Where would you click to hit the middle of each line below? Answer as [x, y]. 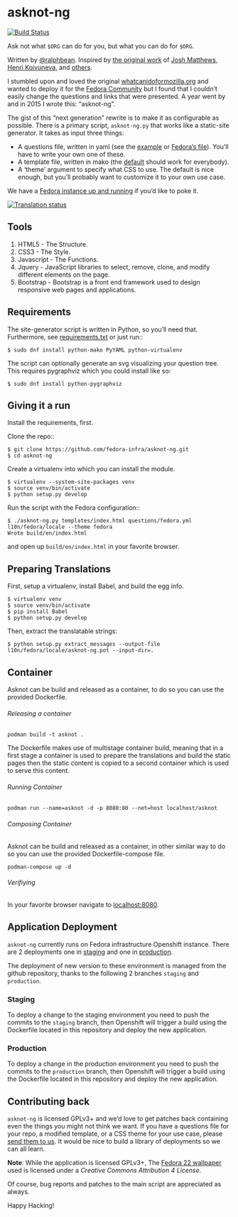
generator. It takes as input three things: [66, 133]
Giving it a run [39, 405]
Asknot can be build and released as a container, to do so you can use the [116, 689]
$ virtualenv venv [34, 600]
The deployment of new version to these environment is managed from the [117, 965]
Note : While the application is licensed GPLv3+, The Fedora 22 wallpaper [114, 1163]
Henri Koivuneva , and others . [50, 67]
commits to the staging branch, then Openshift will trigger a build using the [117, 1022]
